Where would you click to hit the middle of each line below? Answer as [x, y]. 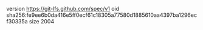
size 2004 [42, 21]
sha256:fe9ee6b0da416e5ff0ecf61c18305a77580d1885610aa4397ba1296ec [102, 15]
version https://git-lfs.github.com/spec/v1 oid [63, 9]
